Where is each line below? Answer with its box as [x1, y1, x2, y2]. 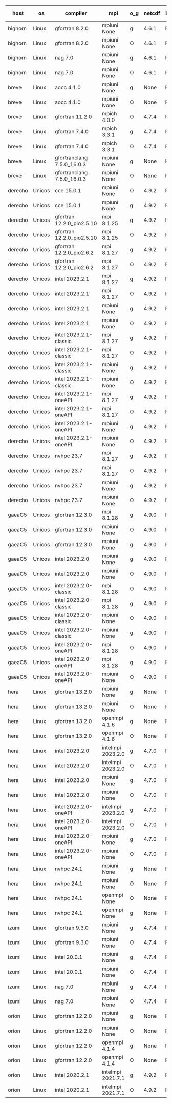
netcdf [143, 10, 160, 17]
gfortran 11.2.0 [54, 113, 92, 120]
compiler [64, 10, 87, 17]
